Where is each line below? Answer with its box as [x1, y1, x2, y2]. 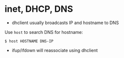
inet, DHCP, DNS [4, 3, 73, 15]
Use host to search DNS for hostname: [4, 29, 83, 35]
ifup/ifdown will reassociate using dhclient [11, 47, 98, 53]
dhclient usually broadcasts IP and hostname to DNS [11, 20, 119, 26]
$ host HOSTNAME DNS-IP [4, 38, 54, 44]
